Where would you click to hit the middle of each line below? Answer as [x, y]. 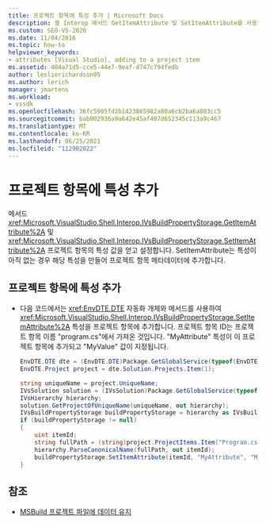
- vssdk [21, 104]
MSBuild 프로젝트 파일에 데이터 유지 [76, 512]
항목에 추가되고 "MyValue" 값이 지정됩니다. [101, 347]
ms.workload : [30, 97]
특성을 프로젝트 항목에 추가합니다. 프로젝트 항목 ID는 [152, 327]
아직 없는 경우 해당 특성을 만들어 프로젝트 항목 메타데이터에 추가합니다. [117, 260]
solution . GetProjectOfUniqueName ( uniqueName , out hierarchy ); [124, 406]
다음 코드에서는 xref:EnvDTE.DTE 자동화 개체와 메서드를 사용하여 [120, 308]
